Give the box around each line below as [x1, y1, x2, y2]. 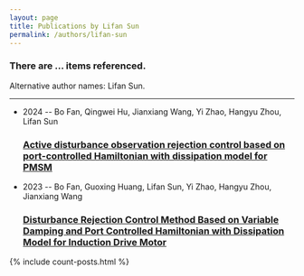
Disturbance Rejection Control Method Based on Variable [22, 213, 280, 225]
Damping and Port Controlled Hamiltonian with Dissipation [22, 225, 285, 237]
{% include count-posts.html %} [9, 256, 129, 267]
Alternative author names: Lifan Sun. [9, 80, 146, 91]
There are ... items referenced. [9, 60, 147, 72]
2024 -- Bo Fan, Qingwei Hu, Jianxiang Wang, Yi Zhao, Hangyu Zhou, [22, 106, 282, 117]
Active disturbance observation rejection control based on [22, 138, 286, 151]
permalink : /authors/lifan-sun [9, 30, 128, 39]
